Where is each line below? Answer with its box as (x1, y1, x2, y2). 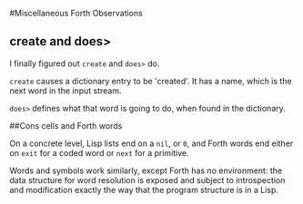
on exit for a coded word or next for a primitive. (9, 147, 189, 158)
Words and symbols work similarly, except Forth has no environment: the (9, 165, 283, 176)
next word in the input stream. (9, 85, 122, 96)
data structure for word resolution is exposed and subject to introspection (9, 174, 286, 185)
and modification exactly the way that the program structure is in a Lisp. (9, 184, 279, 195)
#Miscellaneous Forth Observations (9, 8, 143, 18)
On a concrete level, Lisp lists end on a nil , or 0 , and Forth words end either (9, 138, 294, 149)
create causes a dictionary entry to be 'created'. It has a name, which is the (9, 75, 293, 86)
